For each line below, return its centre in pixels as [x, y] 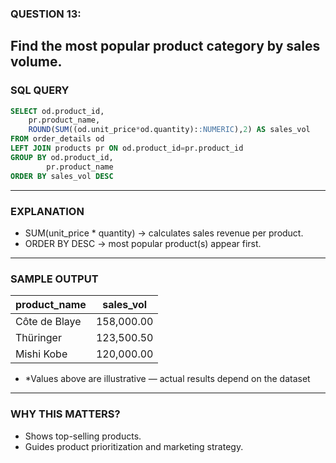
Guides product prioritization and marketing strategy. [134, 446]
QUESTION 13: [46, 14]
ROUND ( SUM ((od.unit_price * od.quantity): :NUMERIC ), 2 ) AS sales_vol [169, 130]
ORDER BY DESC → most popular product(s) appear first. [143, 243]
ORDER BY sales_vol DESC [62, 176]
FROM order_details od [57, 139]
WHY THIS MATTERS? [65, 414]
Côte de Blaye [48, 322]
